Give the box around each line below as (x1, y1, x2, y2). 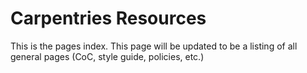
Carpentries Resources (10, 7, 207, 30)
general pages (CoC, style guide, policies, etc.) (10, 50, 205, 62)
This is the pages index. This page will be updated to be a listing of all (10, 40, 298, 52)
